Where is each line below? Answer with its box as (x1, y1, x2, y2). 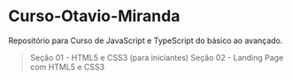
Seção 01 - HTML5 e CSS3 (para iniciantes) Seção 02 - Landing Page (29, 52, 284, 62)
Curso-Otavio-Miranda (8, 6, 181, 26)
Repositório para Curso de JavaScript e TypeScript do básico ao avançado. (8, 35, 283, 46)
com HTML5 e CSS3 (29, 62, 105, 72)
